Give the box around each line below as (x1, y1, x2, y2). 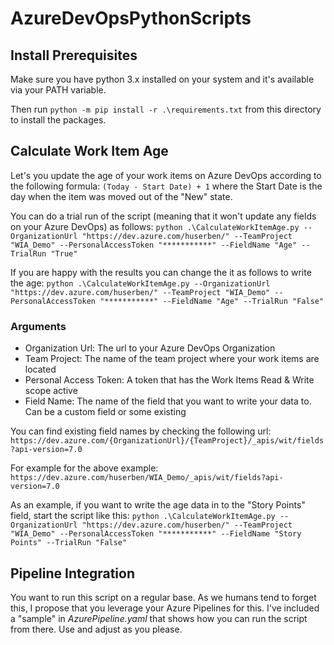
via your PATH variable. (10, 84, 107, 96)
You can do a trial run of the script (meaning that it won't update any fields (10, 210, 317, 222)
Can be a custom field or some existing (24, 406, 187, 418)
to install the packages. (10, 114, 107, 126)
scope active (24, 385, 78, 397)
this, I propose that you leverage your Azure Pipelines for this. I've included (10, 602, 320, 614)
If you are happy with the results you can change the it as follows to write (10, 266, 312, 278)
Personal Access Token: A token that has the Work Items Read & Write (24, 374, 315, 386)
